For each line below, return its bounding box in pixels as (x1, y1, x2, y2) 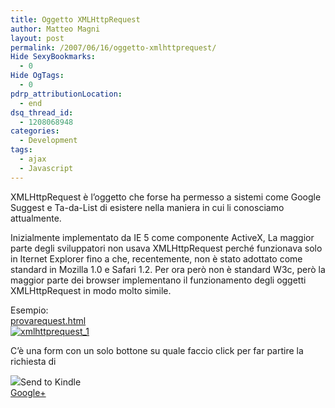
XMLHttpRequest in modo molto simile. (10, 284, 172, 296)
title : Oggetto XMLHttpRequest (10, 14, 141, 25)
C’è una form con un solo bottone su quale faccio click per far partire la (10, 344, 304, 356)
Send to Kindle (20, 376, 82, 388)
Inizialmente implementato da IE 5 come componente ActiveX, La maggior (10, 231, 315, 243)
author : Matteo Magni (10, 24, 101, 34)
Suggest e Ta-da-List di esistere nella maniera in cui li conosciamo (10, 201, 285, 213)
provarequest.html (10, 314, 87, 326)
